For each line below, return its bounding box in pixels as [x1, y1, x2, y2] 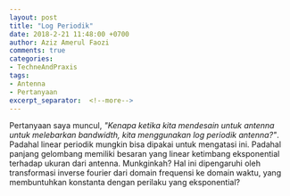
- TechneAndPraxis [9, 63, 78, 72]
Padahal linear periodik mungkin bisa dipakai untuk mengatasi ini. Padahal [9, 139, 282, 150]
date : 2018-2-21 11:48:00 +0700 [9, 29, 129, 38]
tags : [9, 71, 29, 80]
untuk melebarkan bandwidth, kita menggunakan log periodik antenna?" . [9, 130, 279, 141]
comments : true [9, 46, 66, 55]
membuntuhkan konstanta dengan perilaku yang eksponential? [9, 177, 241, 188]
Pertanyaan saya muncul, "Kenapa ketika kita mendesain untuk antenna [9, 120, 275, 131]
